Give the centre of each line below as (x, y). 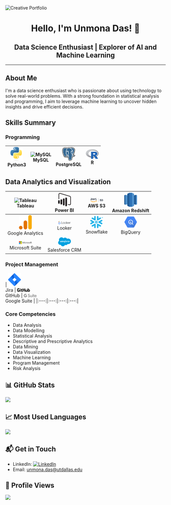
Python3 (17, 164)
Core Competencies (31, 314)
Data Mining (25, 347)
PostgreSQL (69, 164)
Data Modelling (28, 330)
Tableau (25, 206)
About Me (21, 78)
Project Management (32, 265)
